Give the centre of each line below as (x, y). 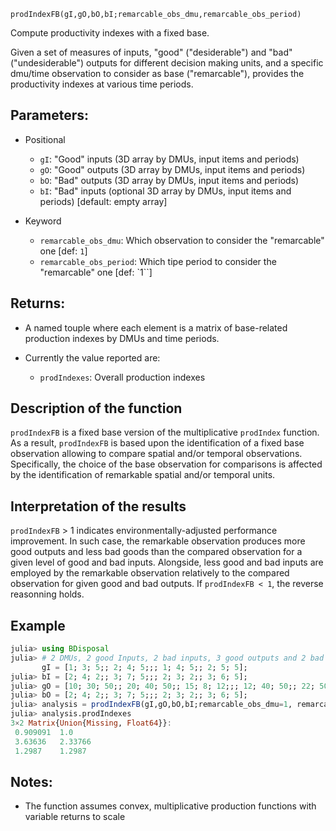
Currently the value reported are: (92, 357)
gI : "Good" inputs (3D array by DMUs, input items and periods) (169, 159)
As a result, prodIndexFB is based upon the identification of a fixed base (157, 443)
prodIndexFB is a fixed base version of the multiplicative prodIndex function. (165, 432)
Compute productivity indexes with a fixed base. (110, 33)
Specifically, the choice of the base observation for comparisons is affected (166, 464)
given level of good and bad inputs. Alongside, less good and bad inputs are (167, 562)
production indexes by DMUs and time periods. (122, 338)
